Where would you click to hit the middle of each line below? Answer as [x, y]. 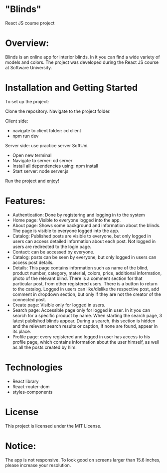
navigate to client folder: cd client [47, 130]
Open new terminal [32, 155]
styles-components [32, 392]
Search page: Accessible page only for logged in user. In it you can [81, 310]
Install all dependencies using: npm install [55, 166]
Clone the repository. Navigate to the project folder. [58, 111]
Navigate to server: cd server [42, 160]
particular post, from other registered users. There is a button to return [85, 283]
